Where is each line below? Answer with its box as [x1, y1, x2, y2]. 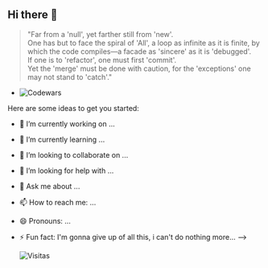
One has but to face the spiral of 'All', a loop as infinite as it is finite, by [27, 38, 261, 47]
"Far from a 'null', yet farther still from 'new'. [27, 29, 174, 39]
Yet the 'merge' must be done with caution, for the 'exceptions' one [27, 64, 251, 73]
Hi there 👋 [7, 8, 58, 22]
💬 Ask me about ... [19, 181, 80, 191]
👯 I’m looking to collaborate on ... [19, 150, 129, 159]
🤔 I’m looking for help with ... [19, 166, 114, 175]
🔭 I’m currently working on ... [19, 118, 115, 129]
